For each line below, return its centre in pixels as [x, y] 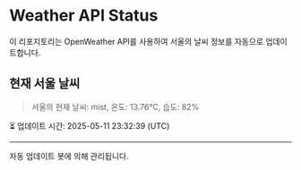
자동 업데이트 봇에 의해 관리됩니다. [69, 156]
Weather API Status [84, 16]
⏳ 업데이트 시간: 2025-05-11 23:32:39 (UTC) [90, 125]
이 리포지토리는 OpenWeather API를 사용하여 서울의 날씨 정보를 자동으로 [137, 41]
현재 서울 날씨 [45, 84]
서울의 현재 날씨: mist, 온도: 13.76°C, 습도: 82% [115, 106]
